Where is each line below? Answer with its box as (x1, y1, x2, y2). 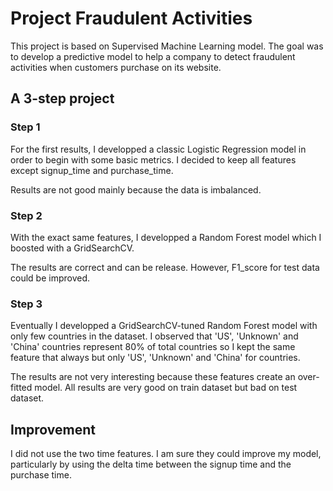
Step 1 (10, 120, 41, 134)
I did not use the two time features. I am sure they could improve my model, (10, 448, 322, 460)
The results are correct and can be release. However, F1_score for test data (10, 261, 320, 273)
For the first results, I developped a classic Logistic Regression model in (10, 143, 307, 155)
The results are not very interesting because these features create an (10, 371, 296, 383)
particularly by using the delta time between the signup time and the (10, 458, 292, 471)
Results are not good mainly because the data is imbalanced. (10, 183, 262, 196)
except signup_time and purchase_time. (10, 164, 174, 176)
